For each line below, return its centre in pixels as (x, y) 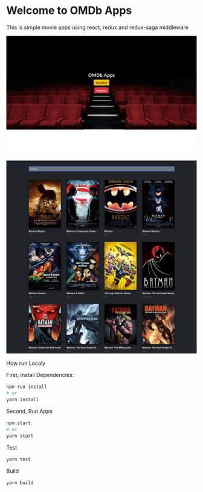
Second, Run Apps (30, 412)
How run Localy (26, 363)
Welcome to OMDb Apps (69, 11)
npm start (19, 423)
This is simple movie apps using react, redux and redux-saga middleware (97, 27)
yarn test (19, 459)
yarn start (20, 436)
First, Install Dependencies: (40, 375)
